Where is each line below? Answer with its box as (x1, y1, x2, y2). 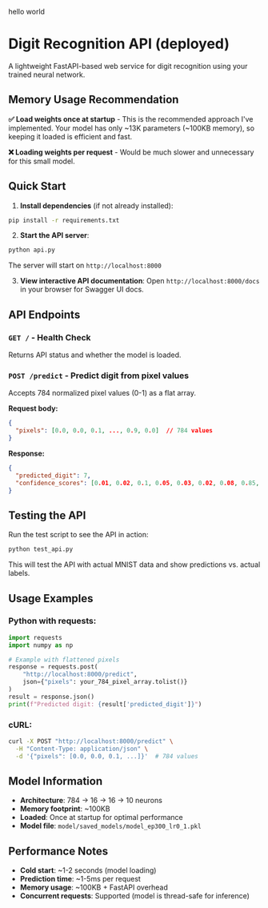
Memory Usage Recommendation (8, 93, 179, 106)
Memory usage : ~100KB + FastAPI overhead (19, 882, 168, 892)
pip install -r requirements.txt (8, 216, 120, 224)
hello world (8, 7, 46, 16)
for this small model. (8, 156, 75, 166)
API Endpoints (8, 307, 81, 321)
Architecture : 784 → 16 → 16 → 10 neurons (19, 796, 162, 806)
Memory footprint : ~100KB (19, 804, 110, 814)
